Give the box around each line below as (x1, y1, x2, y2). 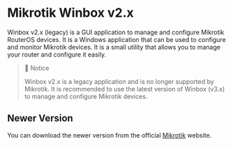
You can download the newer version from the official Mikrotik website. (7, 131, 212, 139)
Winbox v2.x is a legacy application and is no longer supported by (24, 77, 214, 85)
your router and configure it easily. (7, 50, 107, 59)
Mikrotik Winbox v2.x (7, 5, 134, 21)
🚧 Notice (24, 64, 50, 72)
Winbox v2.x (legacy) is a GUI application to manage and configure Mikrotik (7, 28, 225, 36)
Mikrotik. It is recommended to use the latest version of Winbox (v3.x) (24, 85, 225, 93)
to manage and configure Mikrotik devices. (24, 92, 148, 101)
